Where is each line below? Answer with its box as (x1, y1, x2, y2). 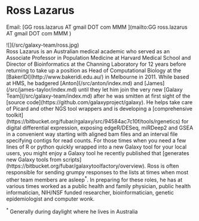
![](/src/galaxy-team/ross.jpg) (6, 41, 79, 49)
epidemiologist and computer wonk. (6, 195, 95, 202)
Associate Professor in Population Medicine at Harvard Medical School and (6, 54, 191, 61)
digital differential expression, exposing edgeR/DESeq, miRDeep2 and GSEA (6, 124, 194, 131)
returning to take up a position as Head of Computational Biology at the (6, 66, 182, 74)
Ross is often (147, 162, 179, 169)
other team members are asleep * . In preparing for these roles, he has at (6, 175, 183, 183)
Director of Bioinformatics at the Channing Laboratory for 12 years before (6, 60, 186, 68)
